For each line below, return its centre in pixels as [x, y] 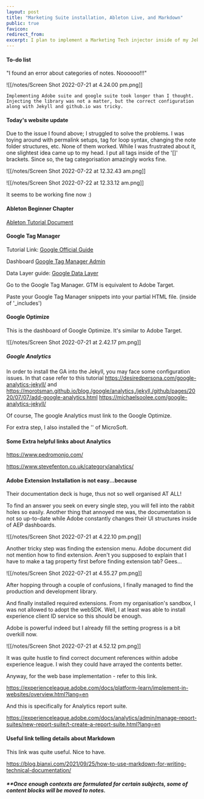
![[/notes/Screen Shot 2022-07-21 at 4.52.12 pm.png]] [74, 646]
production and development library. [52, 592]
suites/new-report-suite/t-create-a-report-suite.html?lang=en [83, 724]
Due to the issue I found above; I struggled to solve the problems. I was [95, 134]
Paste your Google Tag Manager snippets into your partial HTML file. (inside [101, 297]
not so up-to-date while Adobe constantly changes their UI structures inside [102, 519]
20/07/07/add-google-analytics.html [52, 397]
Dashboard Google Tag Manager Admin [56, 261]
